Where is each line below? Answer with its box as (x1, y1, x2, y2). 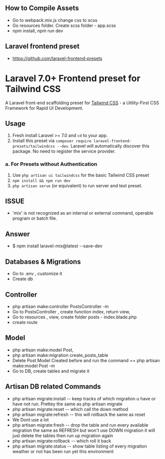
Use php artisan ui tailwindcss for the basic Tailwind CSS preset (12, 172, 149, 178)
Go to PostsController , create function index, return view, (12, 308, 130, 314)
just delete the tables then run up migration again (12, 432, 113, 439)
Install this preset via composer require (12, 138, 92, 144)
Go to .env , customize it (12, 271, 63, 277)
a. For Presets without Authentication (5, 161, 97, 168)
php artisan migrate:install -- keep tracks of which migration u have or (12, 395, 156, 401)
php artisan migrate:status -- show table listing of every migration (12, 443, 148, 449)
